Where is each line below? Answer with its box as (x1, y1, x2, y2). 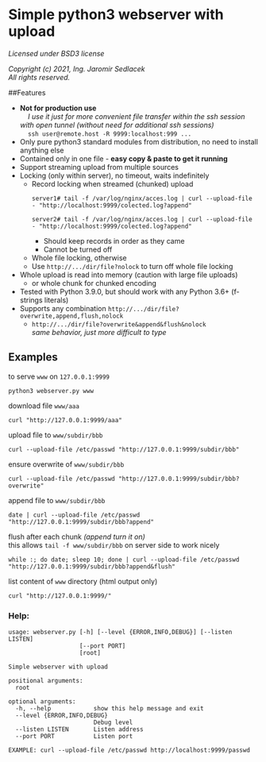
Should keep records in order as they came (43, 236, 185, 245)
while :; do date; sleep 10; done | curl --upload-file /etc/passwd (8, 556, 240, 564)
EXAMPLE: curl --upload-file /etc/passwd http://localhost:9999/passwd (8, 746, 250, 755)
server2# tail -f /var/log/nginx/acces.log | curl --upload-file (31, 215, 253, 223)
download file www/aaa (8, 401, 79, 410)
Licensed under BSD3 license (8, 48, 105, 58)
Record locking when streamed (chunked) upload (31, 179, 194, 188)
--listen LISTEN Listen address (15, 725, 145, 733)
